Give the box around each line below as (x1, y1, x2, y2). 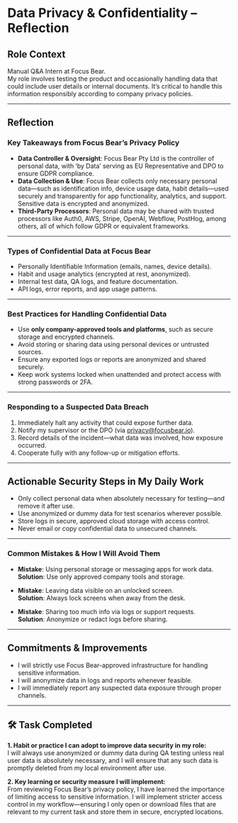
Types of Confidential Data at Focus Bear (7, 246, 152, 256)
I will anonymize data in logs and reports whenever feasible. (17, 676, 193, 684)
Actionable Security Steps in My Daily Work (7, 475, 204, 487)
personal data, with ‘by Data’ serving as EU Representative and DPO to (17, 161, 225, 170)
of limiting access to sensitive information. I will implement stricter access (7, 793, 223, 801)
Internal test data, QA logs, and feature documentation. (17, 277, 178, 285)
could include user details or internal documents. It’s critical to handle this (7, 82, 222, 90)
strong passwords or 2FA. (17, 378, 93, 387)
